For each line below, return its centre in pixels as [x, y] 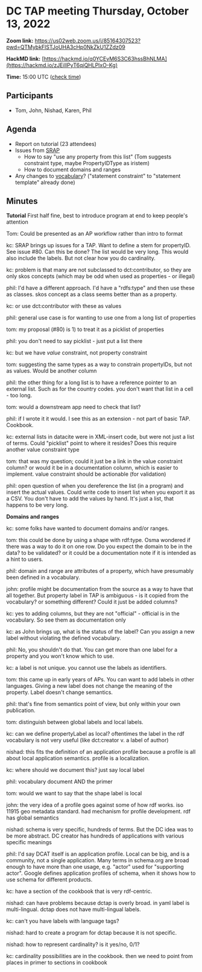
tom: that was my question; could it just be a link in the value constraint [94, 461]
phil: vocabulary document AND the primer [59, 781]
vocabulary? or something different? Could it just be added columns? [92, 602]
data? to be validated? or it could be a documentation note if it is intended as [101, 553]
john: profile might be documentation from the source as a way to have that [100, 589]
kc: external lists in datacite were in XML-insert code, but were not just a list [100, 437]
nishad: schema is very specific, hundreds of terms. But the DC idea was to [100, 830]
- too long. [19, 396]
